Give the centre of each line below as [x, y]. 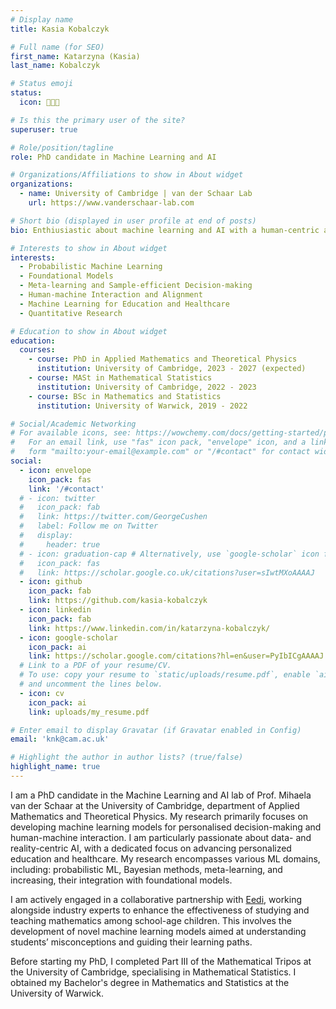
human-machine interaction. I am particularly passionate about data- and [161, 837]
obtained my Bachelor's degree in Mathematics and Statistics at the [150, 982]
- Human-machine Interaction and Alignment [111, 295]
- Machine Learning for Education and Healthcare [124, 304]
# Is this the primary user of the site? [98, 120]
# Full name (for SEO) [57, 47]
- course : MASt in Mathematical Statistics [120, 378]
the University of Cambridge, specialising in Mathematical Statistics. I [153, 972]
